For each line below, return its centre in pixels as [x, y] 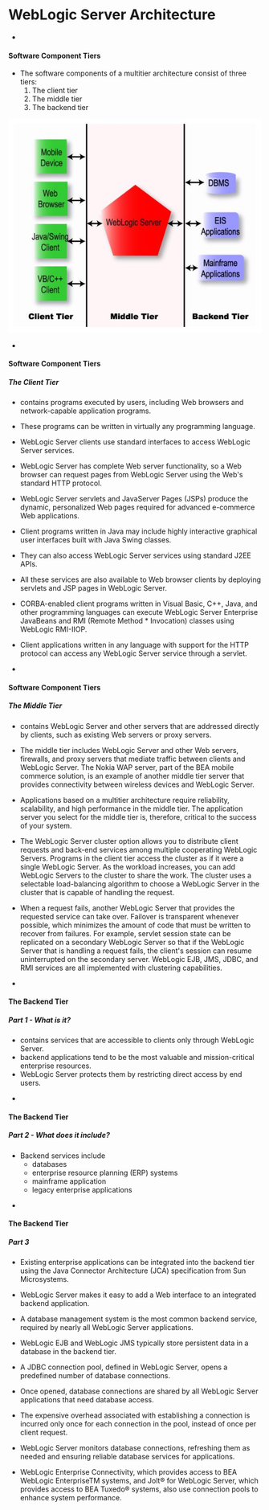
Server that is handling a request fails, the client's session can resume [136, 951]
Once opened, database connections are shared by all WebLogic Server [139, 1391]
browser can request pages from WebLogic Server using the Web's [131, 475]
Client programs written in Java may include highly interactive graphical [139, 531]
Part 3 [19, 1242]
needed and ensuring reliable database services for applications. [127, 1457]
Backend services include [63, 1156]
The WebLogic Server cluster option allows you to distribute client [129, 841]
